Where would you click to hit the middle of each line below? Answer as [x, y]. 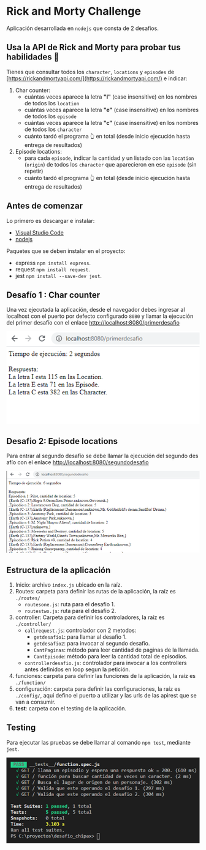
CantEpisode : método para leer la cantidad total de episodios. [111, 656]
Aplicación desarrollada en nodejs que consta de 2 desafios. [83, 28]
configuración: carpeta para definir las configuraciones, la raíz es [98, 689]
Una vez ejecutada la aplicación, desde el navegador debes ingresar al [96, 310]
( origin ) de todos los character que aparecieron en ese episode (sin [111, 164]
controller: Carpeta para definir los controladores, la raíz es [90, 617]
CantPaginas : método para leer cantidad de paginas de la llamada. [116, 650]
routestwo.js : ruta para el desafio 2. [70, 611]
